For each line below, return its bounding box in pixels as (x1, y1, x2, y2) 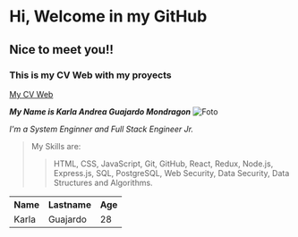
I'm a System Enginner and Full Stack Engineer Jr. (9, 123, 194, 134)
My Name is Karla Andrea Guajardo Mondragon (9, 106, 192, 117)
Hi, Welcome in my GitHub (9, 6, 208, 27)
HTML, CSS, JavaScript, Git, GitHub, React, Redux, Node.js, (53, 158, 274, 169)
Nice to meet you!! (9, 42, 115, 57)
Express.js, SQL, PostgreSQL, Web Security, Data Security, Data (53, 167, 290, 178)
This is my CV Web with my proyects (9, 69, 172, 81)
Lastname (47, 199, 92, 211)
